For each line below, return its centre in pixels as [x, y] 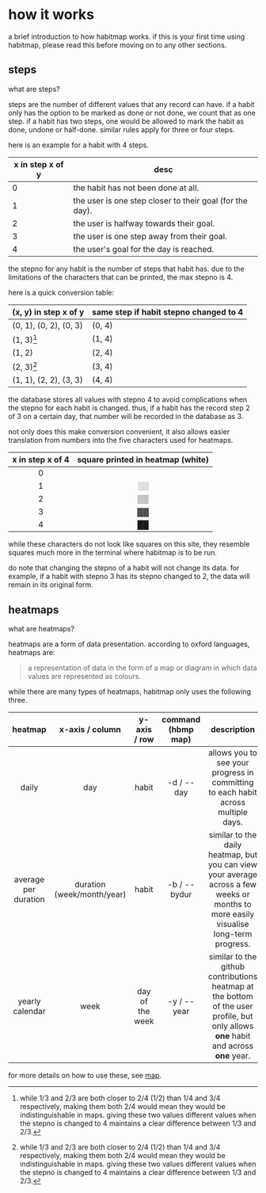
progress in [233, 772]
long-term [233, 934]
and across [233, 1046]
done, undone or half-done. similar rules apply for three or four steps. [122, 129]
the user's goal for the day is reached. [144, 249]
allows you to [233, 753]
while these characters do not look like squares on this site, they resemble [129, 544]
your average [233, 875]
